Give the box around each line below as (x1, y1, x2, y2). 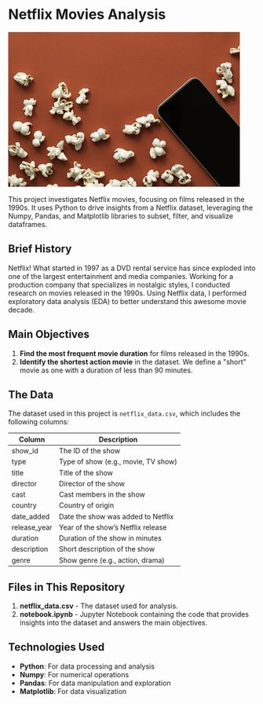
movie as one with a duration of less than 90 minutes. (19, 365, 193, 375)
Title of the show (58, 467, 114, 477)
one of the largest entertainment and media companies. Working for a (8, 271, 234, 280)
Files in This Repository (8, 580, 126, 594)
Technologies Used (8, 640, 104, 654)
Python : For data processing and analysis (19, 662, 155, 671)
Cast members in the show (58, 489, 145, 500)
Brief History (8, 242, 72, 256)
